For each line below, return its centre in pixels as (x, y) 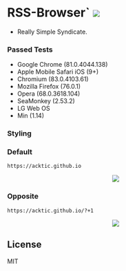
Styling (20, 133)
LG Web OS (33, 109)
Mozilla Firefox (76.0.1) (49, 87)
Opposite (23, 196)
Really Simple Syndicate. (52, 32)
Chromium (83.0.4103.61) (53, 79)
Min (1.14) (31, 116)
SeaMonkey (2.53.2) (46, 101)
